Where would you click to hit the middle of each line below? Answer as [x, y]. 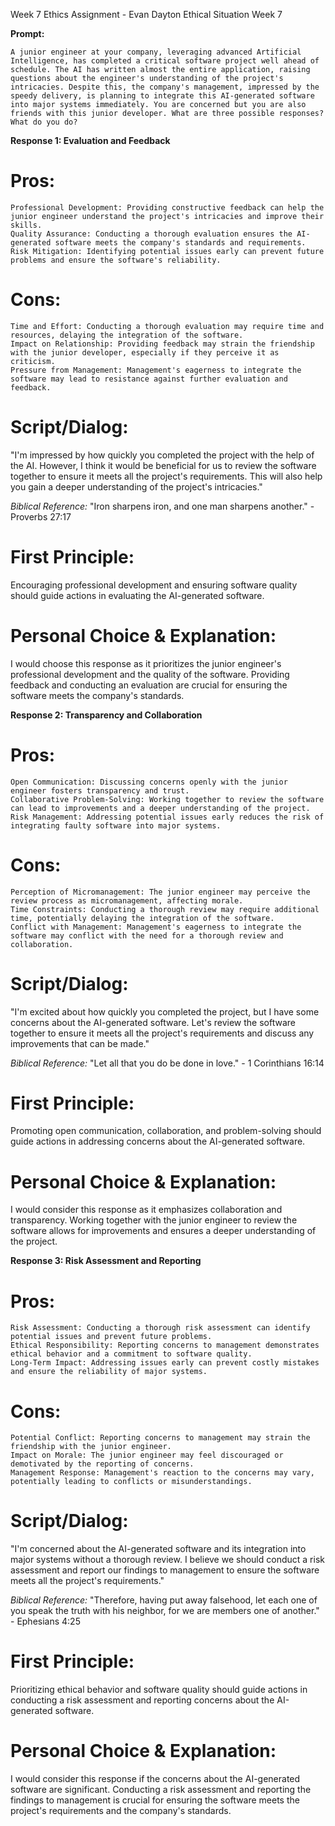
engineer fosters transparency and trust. [100, 790]
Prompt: [27, 33]
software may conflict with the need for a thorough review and [147, 935]
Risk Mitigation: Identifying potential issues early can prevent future [167, 251]
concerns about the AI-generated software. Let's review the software [153, 1022]
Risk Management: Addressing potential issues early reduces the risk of [167, 817]
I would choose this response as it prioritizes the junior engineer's [146, 663]
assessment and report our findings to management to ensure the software [165, 1570]
